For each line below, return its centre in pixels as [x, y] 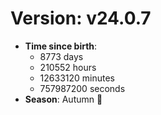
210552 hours [68, 67]
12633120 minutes [77, 78]
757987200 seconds [82, 88]
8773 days [61, 56]
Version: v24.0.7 [81, 18]
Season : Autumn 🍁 [63, 99]
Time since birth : [61, 46]
